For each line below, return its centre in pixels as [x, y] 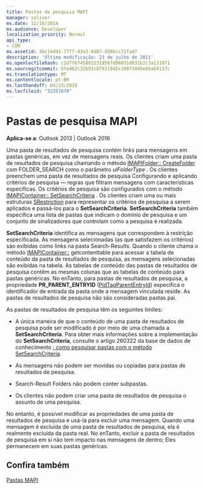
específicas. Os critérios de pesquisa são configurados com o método [94, 189]
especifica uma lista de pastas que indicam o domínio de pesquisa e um [97, 214]
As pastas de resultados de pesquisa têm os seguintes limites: [84, 309]
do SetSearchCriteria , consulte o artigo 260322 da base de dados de [103, 340]
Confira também [38, 466]
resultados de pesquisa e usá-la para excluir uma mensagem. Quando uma [100, 420]
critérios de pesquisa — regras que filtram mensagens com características [100, 182]
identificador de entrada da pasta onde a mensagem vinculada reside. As [98, 291]
